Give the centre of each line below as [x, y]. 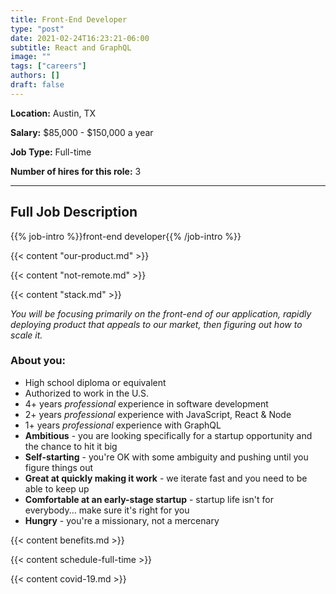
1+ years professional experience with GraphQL [123, 425]
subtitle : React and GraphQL [71, 47]
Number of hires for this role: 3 [76, 171]
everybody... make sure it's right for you [107, 510]
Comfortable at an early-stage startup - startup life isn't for [149, 499]
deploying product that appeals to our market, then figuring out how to [156, 324]
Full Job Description [74, 212]
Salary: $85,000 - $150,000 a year [82, 132]
